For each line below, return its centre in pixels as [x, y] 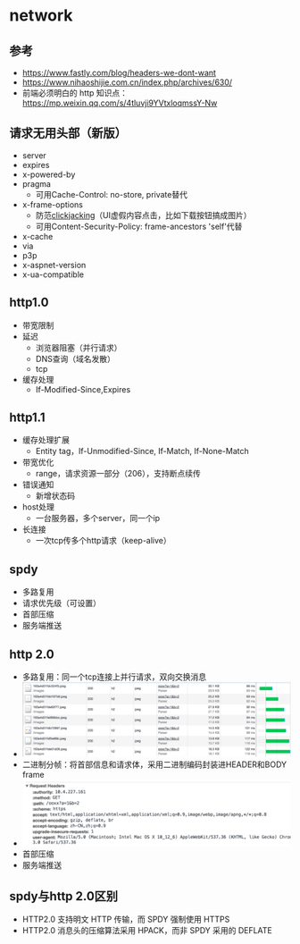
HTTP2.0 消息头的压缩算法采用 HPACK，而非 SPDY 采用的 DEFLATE [147, 931]
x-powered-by [49, 174]
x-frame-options [52, 204]
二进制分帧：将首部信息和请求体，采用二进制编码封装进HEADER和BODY [154, 764]
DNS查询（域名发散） [75, 358]
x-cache [37, 236]
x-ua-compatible [53, 274]
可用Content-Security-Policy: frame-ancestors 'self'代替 [139, 226]
